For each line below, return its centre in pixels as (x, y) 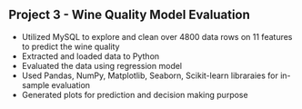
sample (35, 84)
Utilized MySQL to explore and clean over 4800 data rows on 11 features (157, 36)
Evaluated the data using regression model (102, 65)
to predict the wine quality (70, 46)
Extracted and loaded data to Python (91, 56)
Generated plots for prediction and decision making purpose (135, 94)
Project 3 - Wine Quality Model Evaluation (130, 15)
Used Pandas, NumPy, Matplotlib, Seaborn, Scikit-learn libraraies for (150, 75)
